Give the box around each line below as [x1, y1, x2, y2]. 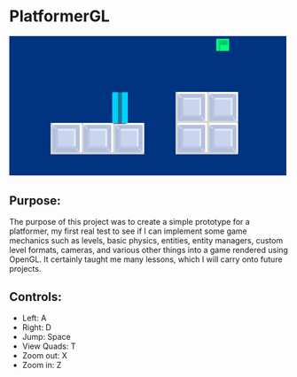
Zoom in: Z [21, 359, 62, 370]
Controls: [9, 289, 62, 304]
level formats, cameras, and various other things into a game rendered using [9, 245, 288, 256]
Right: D [21, 321, 51, 333]
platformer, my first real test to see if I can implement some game [9, 226, 248, 236]
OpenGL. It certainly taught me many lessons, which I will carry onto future [9, 254, 283, 265]
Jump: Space [21, 331, 71, 342]
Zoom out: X [21, 350, 68, 360]
